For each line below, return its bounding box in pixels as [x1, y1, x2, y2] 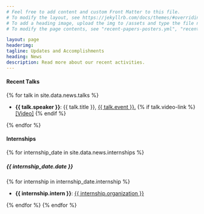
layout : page [6, 37, 39, 43]
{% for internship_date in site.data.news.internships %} [6, 149, 144, 156]
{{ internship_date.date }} [6, 162, 73, 170]
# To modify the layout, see [6, 15, 80, 21]
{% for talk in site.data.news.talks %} [6, 92, 99, 99]
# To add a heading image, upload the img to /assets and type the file [6, 20, 194, 26]
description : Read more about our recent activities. [6, 59, 146, 65]
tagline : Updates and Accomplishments [6, 48, 104, 55]
